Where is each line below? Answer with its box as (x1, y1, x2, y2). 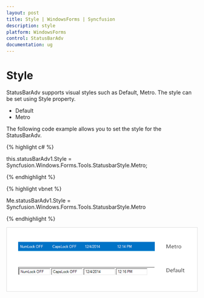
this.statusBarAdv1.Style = (6, 155, 72, 162)
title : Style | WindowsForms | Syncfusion (6, 16, 115, 22)
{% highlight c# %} (6, 143, 54, 151)
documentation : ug (6, 42, 53, 48)
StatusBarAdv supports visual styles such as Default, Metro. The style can (6, 89, 192, 96)
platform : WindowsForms (6, 29, 67, 35)
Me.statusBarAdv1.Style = (6, 197, 71, 204)
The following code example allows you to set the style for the (6, 125, 162, 132)
